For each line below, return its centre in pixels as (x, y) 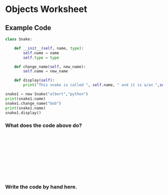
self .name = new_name (46, 71)
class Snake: (19, 39)
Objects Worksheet (46, 9)
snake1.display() (23, 113)
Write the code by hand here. (41, 186)
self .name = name (41, 53)
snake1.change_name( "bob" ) (33, 103)
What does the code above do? (44, 125)
